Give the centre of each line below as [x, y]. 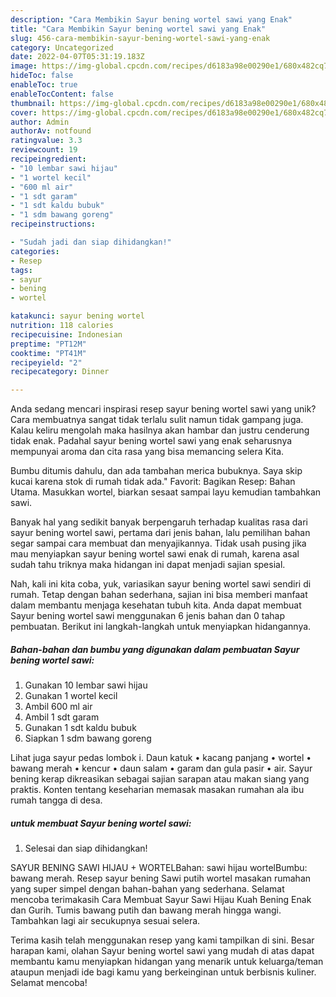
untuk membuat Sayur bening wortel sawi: [101, 823]
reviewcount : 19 [44, 150]
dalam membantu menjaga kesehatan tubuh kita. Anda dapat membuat [156, 605]
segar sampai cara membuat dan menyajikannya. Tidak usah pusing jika [158, 543]
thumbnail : [33, 103]
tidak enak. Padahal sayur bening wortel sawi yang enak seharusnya [151, 441]
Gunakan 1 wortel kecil [71, 696]
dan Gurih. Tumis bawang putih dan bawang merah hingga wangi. [146, 910]
